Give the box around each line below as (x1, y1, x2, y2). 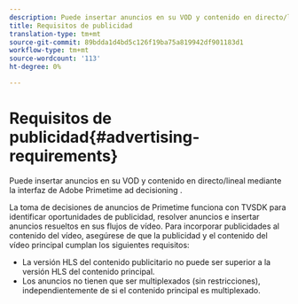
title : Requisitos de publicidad (9, 21, 133, 30)
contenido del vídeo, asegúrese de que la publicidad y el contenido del (9, 230, 268, 240)
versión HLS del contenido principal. (21, 266, 155, 277)
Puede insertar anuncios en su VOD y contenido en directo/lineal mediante (9, 175, 282, 186)
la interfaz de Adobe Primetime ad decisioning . (9, 184, 184, 195)
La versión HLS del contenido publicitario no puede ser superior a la (21, 256, 271, 267)
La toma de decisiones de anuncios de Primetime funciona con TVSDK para (9, 201, 286, 213)
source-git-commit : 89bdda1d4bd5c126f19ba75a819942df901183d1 (9, 37, 244, 47)
